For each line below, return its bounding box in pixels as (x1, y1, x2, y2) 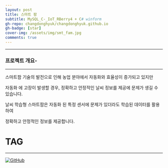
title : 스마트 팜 (5, 12, 37, 17)
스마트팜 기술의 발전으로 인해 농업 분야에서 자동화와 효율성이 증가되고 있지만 (5, 74, 153, 80)
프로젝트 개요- (5, 57, 37, 64)
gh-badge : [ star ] (5, 26, 41, 31)
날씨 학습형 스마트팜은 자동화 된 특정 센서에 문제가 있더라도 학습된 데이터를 (5, 102, 151, 108)
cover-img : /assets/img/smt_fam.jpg (5, 30, 81, 35)
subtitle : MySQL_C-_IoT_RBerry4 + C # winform (5, 16, 101, 21)
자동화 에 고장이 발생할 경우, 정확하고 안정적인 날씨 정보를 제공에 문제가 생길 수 (5, 85, 158, 91)
